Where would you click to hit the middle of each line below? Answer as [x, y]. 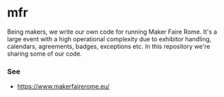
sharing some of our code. [45, 54]
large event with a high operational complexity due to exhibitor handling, [109, 39]
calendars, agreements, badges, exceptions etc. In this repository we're [109, 46]
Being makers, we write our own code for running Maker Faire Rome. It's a [112, 32]
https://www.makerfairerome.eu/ [63, 87]
